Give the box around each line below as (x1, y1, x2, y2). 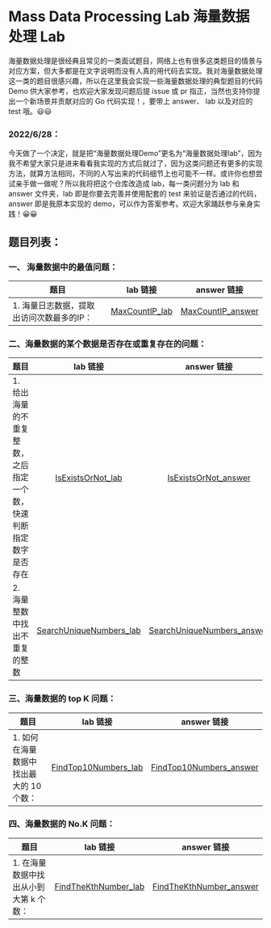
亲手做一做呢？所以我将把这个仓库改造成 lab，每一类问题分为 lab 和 (15, 179, 240, 188)
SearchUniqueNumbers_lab (36, 625, 141, 636)
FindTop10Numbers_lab (51, 761, 144, 773)
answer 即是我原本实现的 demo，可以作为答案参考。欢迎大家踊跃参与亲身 (8, 199, 254, 209)
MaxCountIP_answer (180, 305, 259, 316)
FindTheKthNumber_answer (152, 880, 259, 892)
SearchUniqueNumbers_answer (148, 625, 269, 636)
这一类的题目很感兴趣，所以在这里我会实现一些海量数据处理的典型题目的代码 (8, 76, 263, 86)
